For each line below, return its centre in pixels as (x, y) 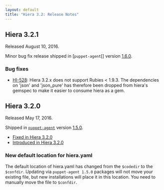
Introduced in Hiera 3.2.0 (38, 143)
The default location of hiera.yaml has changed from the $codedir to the (79, 166)
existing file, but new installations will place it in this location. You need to (81, 177)
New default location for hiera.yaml (49, 156)
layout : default (22, 10)
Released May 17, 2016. (29, 118)
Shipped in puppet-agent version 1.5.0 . (44, 128)
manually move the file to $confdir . (41, 182)
